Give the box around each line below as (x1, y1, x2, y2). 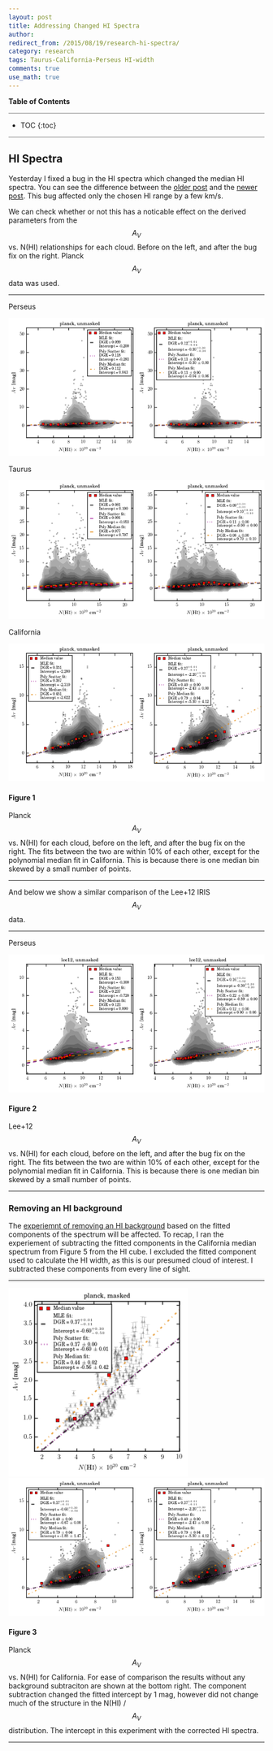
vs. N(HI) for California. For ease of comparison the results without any (8, 1672, 245, 1682)
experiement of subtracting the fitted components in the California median (8, 1238, 258, 1248)
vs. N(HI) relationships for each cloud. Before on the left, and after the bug (8, 242, 258, 252)
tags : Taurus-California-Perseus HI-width (8, 56, 154, 64)
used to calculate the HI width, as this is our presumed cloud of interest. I (8, 1255, 253, 1265)
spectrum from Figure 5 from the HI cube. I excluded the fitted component (8, 1247, 257, 1257)
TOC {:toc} (19, 120, 57, 130)
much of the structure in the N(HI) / (8, 1698, 127, 1708)
